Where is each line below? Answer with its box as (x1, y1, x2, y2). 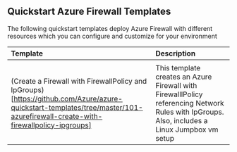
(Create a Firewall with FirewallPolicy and (11, 76, 147, 86)
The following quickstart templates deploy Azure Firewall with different (7, 24, 213, 32)
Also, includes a (154, 115, 208, 125)
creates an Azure (154, 72, 212, 82)
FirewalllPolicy (154, 89, 203, 99)
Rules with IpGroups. (154, 107, 224, 117)
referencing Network (154, 98, 224, 108)
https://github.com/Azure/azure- (13, 94, 123, 103)
